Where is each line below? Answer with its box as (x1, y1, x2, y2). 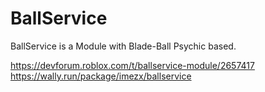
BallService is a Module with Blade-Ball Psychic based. (10, 40, 237, 52)
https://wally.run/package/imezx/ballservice (10, 70, 192, 82)
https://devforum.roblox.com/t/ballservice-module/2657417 (10, 59, 255, 71)
